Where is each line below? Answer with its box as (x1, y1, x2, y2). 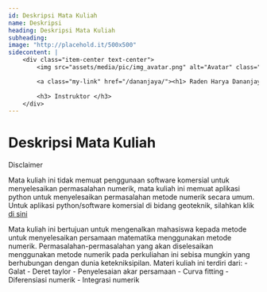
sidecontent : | (8, 48, 59, 56)
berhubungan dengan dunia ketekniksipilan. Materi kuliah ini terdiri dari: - (8, 259, 248, 268)
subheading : (8, 33, 48, 42)
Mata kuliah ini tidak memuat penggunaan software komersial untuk (8, 175, 230, 185)
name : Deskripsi (8, 19, 62, 27)
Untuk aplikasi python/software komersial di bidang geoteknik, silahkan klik (8, 201, 254, 210)
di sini (8, 209, 28, 219)
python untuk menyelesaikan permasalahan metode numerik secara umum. (8, 192, 255, 202)
